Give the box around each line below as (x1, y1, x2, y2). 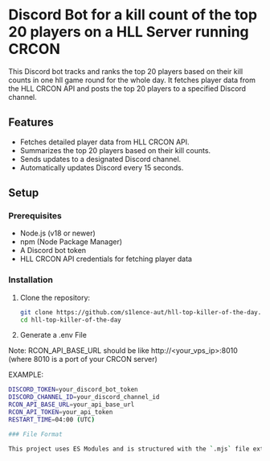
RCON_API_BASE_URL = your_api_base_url (8, 401, 135, 409)
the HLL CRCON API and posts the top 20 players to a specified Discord (8, 83, 247, 93)
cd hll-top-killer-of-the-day (19, 316, 122, 324)
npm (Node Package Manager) (19, 237, 123, 247)
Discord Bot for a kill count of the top (8, 6, 258, 24)
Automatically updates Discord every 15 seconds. (19, 163, 184, 172)
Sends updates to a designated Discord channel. (19, 154, 182, 164)
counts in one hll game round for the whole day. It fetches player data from (8, 75, 256, 85)
